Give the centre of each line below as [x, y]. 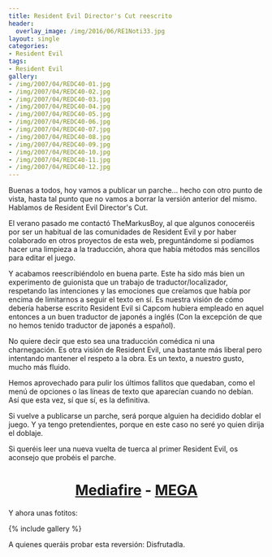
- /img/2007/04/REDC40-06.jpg [60, 122]
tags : [17, 62]
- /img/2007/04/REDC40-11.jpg [60, 159]
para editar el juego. [42, 258]
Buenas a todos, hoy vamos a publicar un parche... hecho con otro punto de [136, 190]
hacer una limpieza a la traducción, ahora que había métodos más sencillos [134, 250]
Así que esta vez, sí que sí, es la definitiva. [79, 400]
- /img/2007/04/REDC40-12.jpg [60, 168]
